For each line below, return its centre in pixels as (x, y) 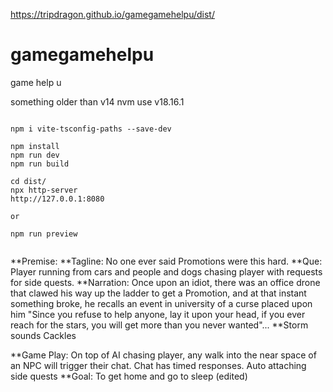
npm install (35, 146)
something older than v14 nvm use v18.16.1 (97, 101)
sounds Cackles (43, 335)
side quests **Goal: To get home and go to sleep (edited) (129, 376)
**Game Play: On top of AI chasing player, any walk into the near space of (163, 355)
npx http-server (44, 190)
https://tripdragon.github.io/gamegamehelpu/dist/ (112, 14)
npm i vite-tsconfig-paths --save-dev (91, 129)
